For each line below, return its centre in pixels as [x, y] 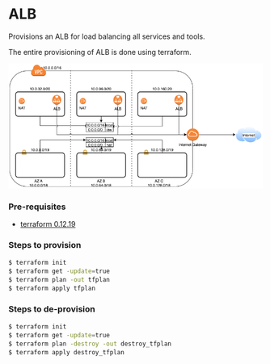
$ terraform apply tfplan [52, 288]
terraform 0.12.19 [48, 224]
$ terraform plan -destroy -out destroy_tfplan [90, 344]
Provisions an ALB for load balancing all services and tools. [107, 36]
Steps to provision [45, 245]
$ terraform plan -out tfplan [59, 280]
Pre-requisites [37, 207]
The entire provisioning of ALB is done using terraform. [100, 52]
